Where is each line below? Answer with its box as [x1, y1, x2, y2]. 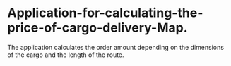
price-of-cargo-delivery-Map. [7, 20, 189, 36]
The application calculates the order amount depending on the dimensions [7, 43, 225, 51]
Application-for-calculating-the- [7, 5, 203, 21]
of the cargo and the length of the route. [7, 51, 125, 59]
